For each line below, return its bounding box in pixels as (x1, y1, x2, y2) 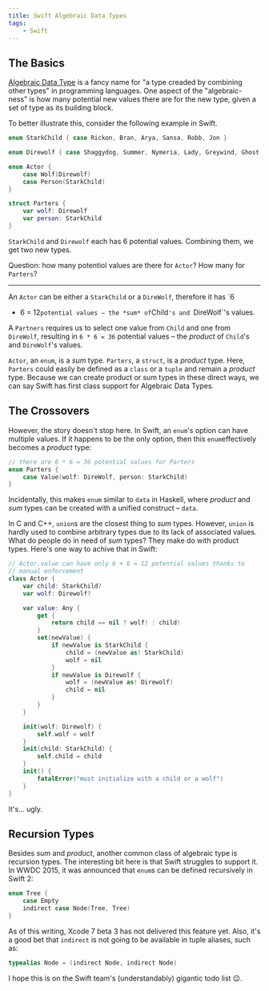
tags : (8, 19, 26, 27)
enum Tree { (8, 889, 48, 897)
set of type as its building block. (8, 103, 114, 113)
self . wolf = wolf (37, 730, 94, 738)
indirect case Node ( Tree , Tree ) (22, 905, 130, 913)
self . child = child (37, 752, 102, 760)
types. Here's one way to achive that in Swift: (8, 544, 158, 554)
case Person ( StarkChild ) (22, 178, 106, 186)
